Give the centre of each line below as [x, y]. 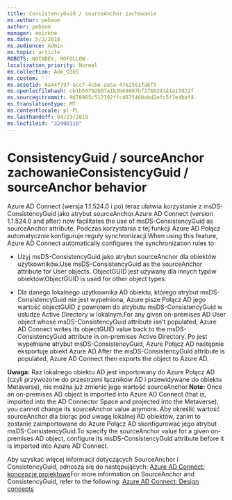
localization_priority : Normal [52, 65]
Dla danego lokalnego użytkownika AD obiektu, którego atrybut [108, 292]
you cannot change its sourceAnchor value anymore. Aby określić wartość [114, 409]
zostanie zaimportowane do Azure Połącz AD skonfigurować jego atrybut [112, 424]
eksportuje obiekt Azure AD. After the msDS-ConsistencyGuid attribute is [121, 351]
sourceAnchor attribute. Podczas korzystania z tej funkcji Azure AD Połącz [114, 228]
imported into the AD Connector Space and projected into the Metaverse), [113, 402]
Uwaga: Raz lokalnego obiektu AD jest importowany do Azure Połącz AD [111, 372]
